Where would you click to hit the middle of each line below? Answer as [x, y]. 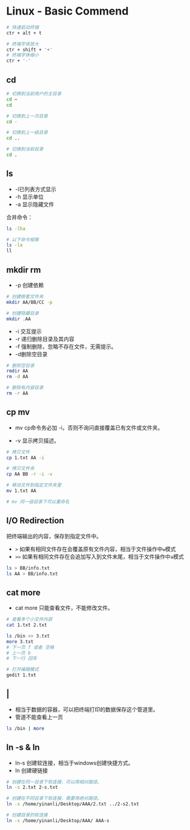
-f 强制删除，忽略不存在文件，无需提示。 [66, 346]
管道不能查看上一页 [39, 717]
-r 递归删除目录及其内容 [44, 339]
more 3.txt [20, 641]
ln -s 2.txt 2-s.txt [32, 788]
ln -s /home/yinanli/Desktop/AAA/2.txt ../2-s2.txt [73, 804]
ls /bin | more [25, 728]
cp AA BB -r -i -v [29, 474]
